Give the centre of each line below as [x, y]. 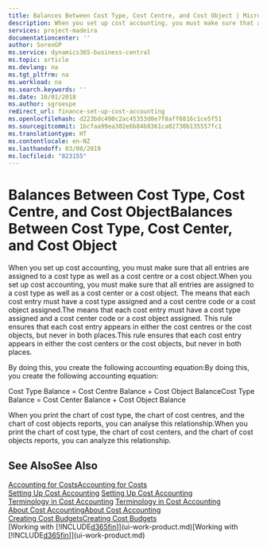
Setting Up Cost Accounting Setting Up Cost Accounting [101, 493]
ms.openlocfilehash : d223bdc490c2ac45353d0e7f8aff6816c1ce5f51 [115, 119]
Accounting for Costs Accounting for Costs [78, 484]
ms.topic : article [39, 60]
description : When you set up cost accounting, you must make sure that [131, 23]
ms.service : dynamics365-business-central [79, 52]
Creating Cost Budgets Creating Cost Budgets [83, 518]
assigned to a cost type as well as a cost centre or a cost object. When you [130, 276]
